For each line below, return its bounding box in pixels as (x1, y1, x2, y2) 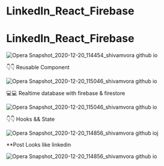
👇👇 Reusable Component (6, 64, 70, 71)
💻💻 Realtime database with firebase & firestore (6, 90, 126, 97)
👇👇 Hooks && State (6, 115, 55, 123)
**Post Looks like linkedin (6, 141, 71, 149)
